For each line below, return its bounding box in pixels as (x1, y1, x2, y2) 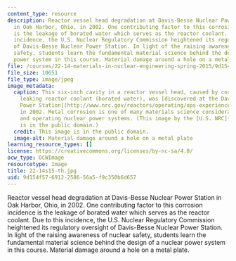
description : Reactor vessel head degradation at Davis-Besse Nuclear (7, 17, 218, 24)
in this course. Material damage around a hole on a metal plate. (7, 246, 190, 254)
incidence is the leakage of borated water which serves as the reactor (7, 208, 210, 217)
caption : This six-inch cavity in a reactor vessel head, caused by (13, 89, 218, 96)
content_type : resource (7, 10, 77, 18)
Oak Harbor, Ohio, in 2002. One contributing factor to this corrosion (7, 200, 204, 209)
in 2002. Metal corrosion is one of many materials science (20, 108, 199, 115)
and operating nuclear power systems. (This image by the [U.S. (20, 115, 212, 122)
